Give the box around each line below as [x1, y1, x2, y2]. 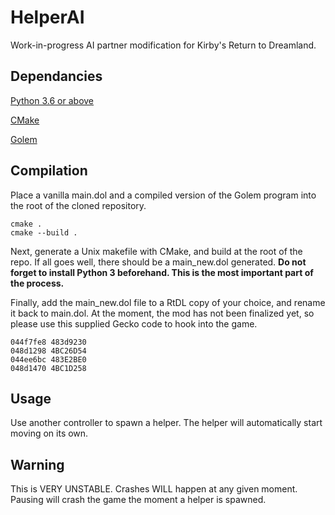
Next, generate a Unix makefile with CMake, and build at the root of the [10, 245, 303, 257]
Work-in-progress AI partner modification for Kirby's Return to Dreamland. [10, 39, 317, 51]
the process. [10, 277, 65, 289]
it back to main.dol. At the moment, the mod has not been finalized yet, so [10, 307, 315, 319]
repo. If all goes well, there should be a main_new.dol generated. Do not [10, 256, 307, 268]
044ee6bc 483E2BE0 [10, 354, 87, 365]
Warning [10, 456, 65, 473]
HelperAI [10, 6, 85, 29]
